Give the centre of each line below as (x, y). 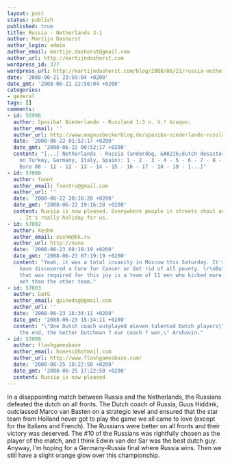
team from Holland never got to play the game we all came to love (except (111, 419)
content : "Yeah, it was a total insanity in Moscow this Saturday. (112, 262)
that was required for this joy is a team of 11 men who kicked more (121, 275)
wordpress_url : (29, 71)
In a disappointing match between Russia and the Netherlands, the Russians (114, 397)
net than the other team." (58, 281)
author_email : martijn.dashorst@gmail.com (68, 52)
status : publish (30, 20)
